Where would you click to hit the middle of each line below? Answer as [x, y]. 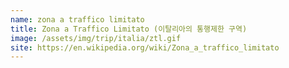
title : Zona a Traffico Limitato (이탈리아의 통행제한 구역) [129, 29]
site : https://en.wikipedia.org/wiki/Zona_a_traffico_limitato [145, 47]
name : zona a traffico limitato [77, 19]
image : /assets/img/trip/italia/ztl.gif [96, 38]
